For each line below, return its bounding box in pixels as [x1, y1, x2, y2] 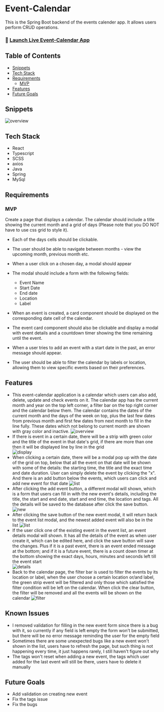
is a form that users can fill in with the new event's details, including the [12, 491, 157, 497]
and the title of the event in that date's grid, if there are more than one [12, 438, 153, 444]
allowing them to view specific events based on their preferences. [12, 364, 145, 370]
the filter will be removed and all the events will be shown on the [12, 589, 142, 596]
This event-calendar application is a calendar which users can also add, [12, 392, 158, 398]
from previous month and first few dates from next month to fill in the [12, 418, 152, 424]
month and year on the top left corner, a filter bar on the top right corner [12, 402, 158, 408]
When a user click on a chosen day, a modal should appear [12, 260, 132, 266]
